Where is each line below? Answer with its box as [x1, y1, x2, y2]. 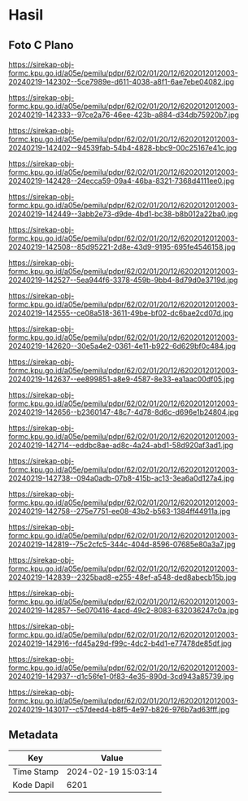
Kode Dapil [12, 779, 54, 790]
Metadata [8, 728, 59, 742]
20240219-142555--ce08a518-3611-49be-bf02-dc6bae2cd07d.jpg [8, 308, 234, 318]
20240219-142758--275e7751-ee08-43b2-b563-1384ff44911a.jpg [8, 507, 231, 516]
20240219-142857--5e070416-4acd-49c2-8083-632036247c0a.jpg [8, 606, 239, 615]
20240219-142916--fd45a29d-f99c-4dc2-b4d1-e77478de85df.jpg [8, 638, 232, 648]
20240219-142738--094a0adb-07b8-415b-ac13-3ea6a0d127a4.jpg [8, 473, 235, 483]
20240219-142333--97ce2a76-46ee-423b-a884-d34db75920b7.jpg [8, 110, 240, 120]
